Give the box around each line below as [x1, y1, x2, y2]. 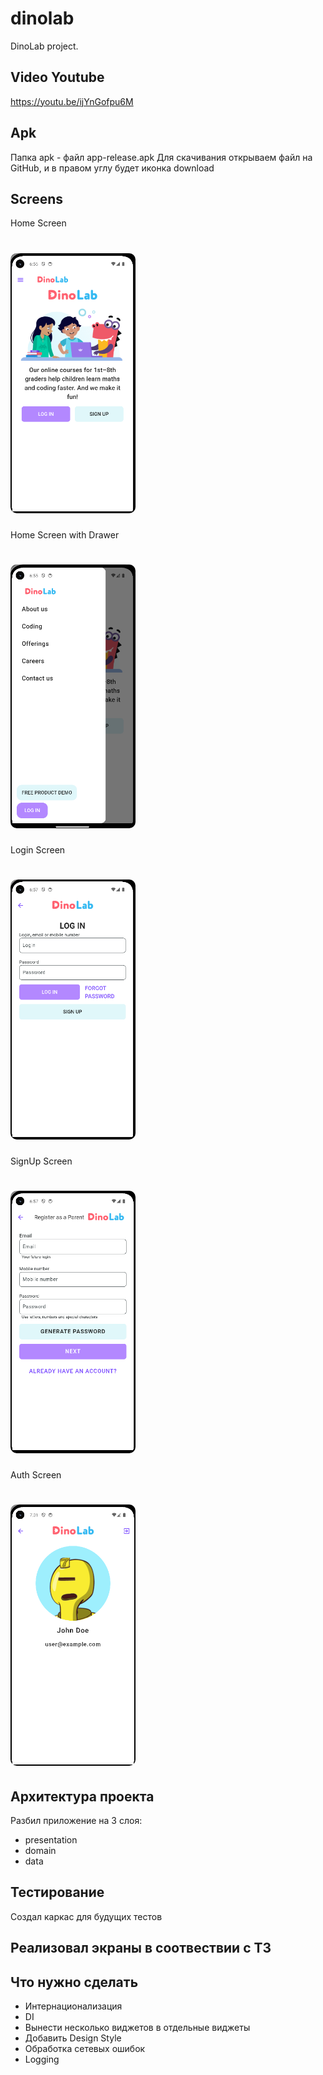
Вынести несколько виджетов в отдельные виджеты [24, 2022, 251, 2034]
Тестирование [10, 1884, 105, 1901]
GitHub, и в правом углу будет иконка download [10, 162, 215, 174]
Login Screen [10, 843, 66, 856]
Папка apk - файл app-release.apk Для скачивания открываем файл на [10, 151, 313, 163]
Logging [24, 2053, 60, 2066]
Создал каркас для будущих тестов [10, 1910, 163, 1922]
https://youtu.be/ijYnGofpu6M [10, 95, 134, 107]
